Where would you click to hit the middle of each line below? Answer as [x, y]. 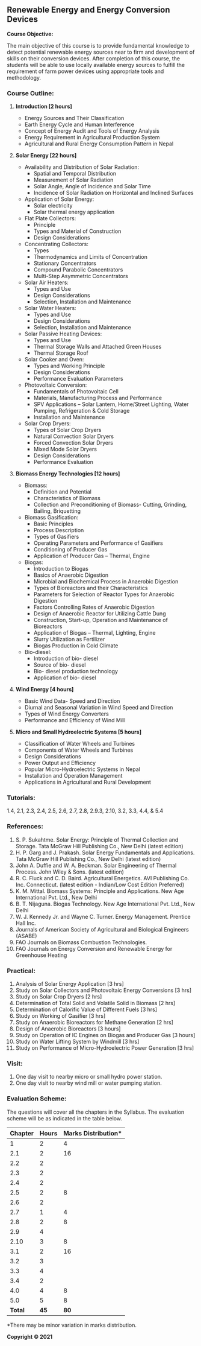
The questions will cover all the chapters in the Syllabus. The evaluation [96, 1112]
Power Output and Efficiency [60, 763]
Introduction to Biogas [61, 569]
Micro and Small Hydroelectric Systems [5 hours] [79, 732]
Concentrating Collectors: [57, 244]
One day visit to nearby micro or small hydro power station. [89, 1077]
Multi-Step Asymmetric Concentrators [81, 276]
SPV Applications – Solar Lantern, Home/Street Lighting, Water [111, 404]
